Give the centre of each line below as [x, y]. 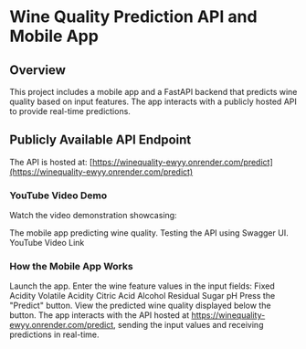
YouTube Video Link [47, 243]
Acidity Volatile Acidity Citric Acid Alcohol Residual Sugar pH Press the [142, 296]
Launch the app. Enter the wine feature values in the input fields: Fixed [142, 286]
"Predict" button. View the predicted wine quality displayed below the [140, 306]
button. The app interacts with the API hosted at [100, 315]
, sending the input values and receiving [188, 325]
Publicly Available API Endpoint [100, 140]
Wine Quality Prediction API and [133, 17]
